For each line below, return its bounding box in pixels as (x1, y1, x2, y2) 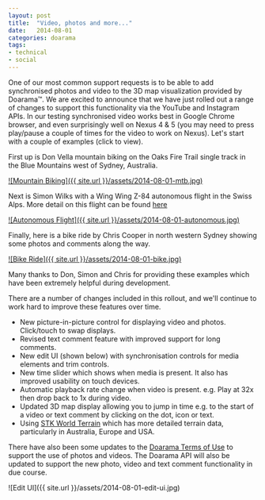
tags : (8, 41, 26, 49)
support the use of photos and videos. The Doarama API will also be (8, 450, 230, 460)
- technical (8, 48, 47, 56)
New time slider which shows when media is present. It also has (19, 367, 229, 377)
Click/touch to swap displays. (19, 325, 116, 335)
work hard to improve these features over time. (8, 302, 161, 311)
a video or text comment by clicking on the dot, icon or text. (19, 410, 215, 419)
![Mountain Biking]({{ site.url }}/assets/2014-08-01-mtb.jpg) (8, 175, 203, 185)
